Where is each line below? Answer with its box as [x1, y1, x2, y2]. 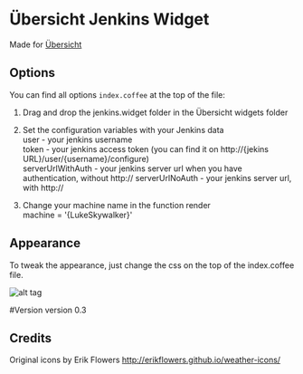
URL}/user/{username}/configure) [22, 153, 149, 164]
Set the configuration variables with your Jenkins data [22, 124, 224, 135]
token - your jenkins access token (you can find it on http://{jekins [22, 143, 270, 154]
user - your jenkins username [22, 134, 133, 145]
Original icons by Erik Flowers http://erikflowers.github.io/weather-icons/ [9, 354, 281, 366]
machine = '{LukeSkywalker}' [22, 209, 133, 220]
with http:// [22, 182, 64, 193]
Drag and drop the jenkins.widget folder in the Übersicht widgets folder [22, 107, 289, 118]
